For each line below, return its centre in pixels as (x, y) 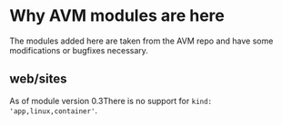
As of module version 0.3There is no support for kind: (111, 101)
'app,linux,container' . (54, 111)
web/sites (38, 79)
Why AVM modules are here (117, 16)
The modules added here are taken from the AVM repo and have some (141, 41)
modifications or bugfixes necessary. (79, 50)
